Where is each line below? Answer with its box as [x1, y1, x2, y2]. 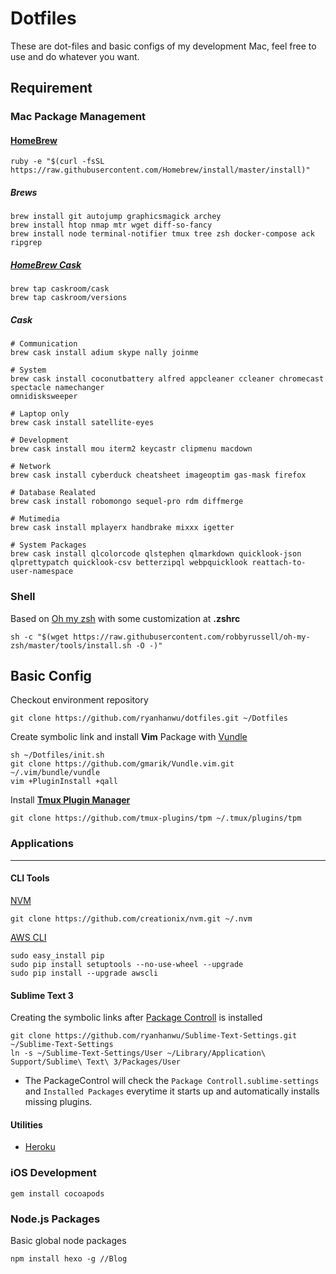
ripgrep [10, 238, 43, 248]
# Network [10, 462, 52, 472]
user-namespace [10, 567, 74, 577]
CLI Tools [10, 872, 50, 884]
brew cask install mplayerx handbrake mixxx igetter [10, 523, 235, 533]
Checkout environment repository [10, 694, 149, 706]
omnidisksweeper [10, 392, 78, 402]
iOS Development [10, 1166, 97, 1180]
